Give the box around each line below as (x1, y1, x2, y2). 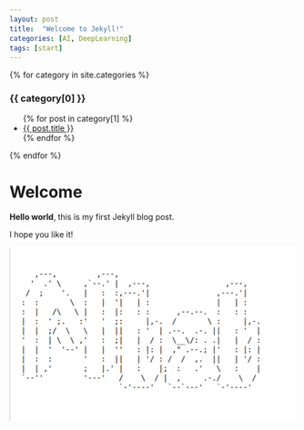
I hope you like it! (9, 229, 74, 240)
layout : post (9, 15, 59, 24)
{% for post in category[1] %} (22, 113, 134, 124)
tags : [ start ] (9, 44, 64, 53)
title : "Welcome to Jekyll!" (9, 24, 125, 34)
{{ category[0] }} (9, 92, 86, 105)
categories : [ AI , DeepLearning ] (9, 34, 132, 43)
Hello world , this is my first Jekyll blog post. (9, 212, 175, 223)
